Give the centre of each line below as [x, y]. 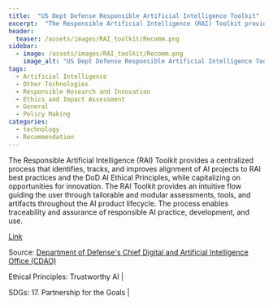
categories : [28, 122]
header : [22, 31]
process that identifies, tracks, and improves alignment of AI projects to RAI [135, 168]
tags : [17, 69]
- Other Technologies [52, 84]
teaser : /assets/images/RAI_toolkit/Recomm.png [98, 39]
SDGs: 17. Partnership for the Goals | [69, 292]
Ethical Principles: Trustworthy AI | [66, 277]
